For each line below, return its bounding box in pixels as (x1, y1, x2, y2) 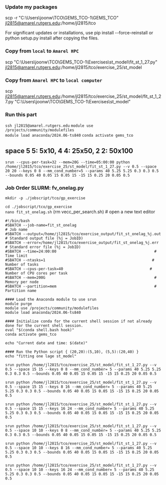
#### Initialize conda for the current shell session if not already (5, 319, 153, 324)
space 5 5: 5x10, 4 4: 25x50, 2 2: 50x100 (5, 146, 133, 155)
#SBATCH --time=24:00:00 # (5, 249, 157, 254)
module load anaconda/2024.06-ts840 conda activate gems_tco (5, 133, 133, 138)
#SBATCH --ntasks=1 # (5, 258, 155, 263)
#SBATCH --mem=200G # (5, 275, 157, 280)
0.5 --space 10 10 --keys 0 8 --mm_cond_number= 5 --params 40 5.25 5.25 (5, 428, 162, 433)
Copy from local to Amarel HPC (5, 47, 79, 54)
